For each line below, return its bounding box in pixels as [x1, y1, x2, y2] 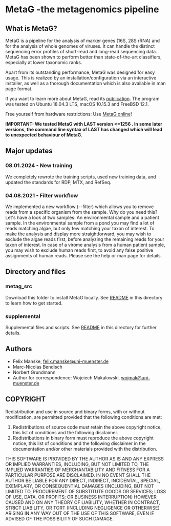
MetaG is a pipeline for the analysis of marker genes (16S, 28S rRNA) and [5, 37, 160, 44]
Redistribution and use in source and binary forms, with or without [5, 409, 145, 415]
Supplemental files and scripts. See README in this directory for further [5, 324, 157, 330]
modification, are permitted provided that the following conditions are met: [5, 414, 162, 420]
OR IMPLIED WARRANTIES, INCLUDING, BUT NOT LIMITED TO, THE [5, 461, 149, 467]
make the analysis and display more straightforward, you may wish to [5, 231, 152, 237]
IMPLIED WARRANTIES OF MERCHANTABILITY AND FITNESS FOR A [5, 467, 150, 473]
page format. [5, 86, 33, 92]
